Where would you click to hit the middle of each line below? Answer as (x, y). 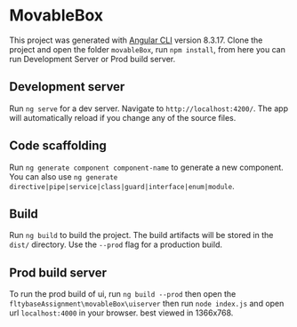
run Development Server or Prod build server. (92, 59)
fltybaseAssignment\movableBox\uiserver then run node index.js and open (147, 304)
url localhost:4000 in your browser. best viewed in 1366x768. (121, 313)
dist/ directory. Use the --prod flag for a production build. (116, 244)
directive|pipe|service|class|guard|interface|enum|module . (122, 186)
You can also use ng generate (64, 176)
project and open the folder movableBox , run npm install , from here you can (148, 49)
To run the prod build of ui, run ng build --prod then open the (123, 294)
